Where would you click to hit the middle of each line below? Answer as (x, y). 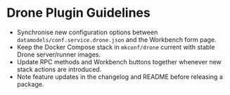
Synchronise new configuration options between (87, 32)
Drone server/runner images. (59, 54)
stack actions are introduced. (59, 69)
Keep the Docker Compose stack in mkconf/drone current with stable (116, 47)
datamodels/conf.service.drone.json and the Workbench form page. (116, 39)
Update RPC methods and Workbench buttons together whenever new (119, 61)
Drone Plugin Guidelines (78, 13)
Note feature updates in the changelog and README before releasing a (120, 76)
